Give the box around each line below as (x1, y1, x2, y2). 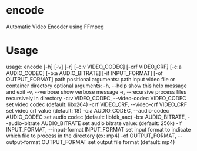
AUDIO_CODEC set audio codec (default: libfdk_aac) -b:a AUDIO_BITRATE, (6, 113, 186, 120)
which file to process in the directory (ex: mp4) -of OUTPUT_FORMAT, (6, 132, 176, 139)
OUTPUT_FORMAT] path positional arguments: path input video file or (6, 75, 175, 83)
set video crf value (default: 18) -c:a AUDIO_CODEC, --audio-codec (6, 107, 169, 114)
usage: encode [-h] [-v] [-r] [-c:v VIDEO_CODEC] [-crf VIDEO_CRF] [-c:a (6, 63, 182, 70)
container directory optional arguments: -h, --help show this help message (6, 82, 187, 89)
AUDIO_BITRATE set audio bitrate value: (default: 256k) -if (41, 119, 182, 127)
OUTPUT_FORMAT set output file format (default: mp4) (41, 138, 175, 145)
